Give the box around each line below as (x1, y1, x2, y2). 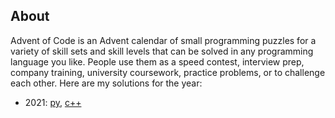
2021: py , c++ (24, 96, 82, 108)
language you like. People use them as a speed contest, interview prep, (10, 55, 305, 68)
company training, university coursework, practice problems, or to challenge (10, 66, 326, 78)
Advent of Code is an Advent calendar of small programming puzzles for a (10, 34, 317, 46)
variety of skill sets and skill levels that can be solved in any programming (10, 45, 314, 57)
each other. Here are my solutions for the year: (10, 77, 203, 89)
